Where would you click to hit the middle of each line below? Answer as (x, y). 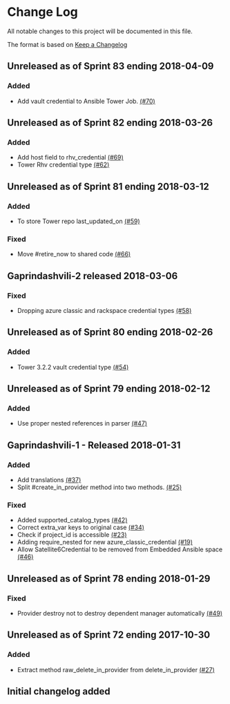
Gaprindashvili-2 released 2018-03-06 (93, 276)
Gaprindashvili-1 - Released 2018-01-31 (94, 445)
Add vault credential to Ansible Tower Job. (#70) (86, 101)
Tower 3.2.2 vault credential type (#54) (73, 367)
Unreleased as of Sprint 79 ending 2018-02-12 (109, 389)
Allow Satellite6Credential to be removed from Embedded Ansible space (120, 549)
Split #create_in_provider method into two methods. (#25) (99, 487)
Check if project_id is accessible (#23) (72, 535)
